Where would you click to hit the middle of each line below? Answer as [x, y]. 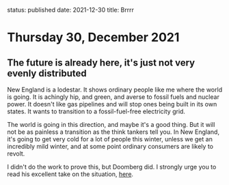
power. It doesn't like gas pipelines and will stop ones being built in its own [112, 104]
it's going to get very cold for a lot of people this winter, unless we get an [110, 139]
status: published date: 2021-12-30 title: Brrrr [71, 10]
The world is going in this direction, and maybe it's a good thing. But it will [111, 125]
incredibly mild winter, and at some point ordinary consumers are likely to [110, 146]
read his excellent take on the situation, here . [70, 174]
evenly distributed [47, 73]
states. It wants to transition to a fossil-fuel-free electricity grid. [96, 111]
